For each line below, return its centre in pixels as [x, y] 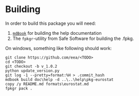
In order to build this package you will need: [51, 23]
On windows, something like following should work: [58, 48]
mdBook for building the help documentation [57, 33]
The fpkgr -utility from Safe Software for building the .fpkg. [73, 38]
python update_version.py [32, 71]
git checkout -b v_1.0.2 [31, 66]
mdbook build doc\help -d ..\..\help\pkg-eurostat [59, 79]
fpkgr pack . [19, 88]
